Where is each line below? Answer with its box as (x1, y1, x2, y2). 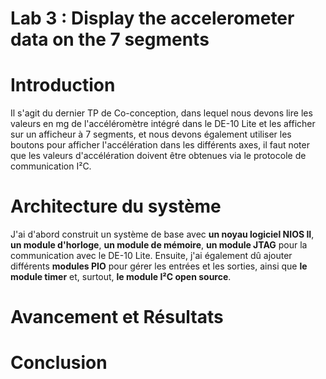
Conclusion (10, 352, 108, 374)
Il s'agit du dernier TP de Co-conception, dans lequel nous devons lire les (10, 107, 313, 119)
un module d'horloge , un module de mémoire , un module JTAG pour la (10, 239, 308, 251)
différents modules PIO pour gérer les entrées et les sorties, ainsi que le (10, 260, 308, 272)
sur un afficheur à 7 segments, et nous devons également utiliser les (10, 128, 292, 141)
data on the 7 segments (10, 28, 210, 51)
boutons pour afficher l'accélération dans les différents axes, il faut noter (10, 139, 310, 151)
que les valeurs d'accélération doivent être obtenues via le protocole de (10, 150, 307, 162)
